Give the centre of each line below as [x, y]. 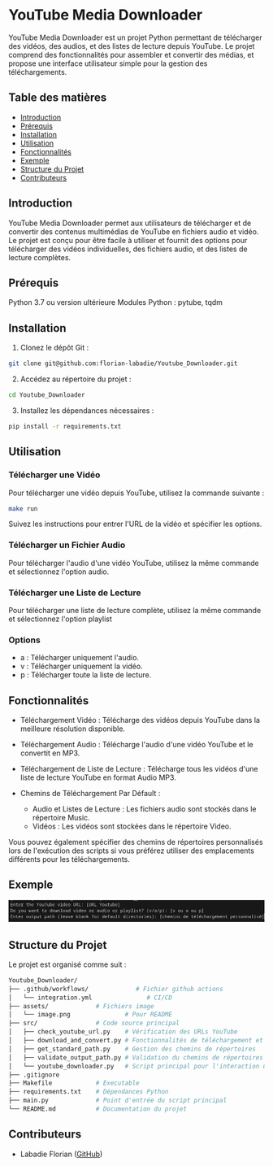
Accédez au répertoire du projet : [76, 379]
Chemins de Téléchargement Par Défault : [90, 794]
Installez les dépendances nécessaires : [87, 410]
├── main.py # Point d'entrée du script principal [118, 1101]
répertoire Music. [61, 818]
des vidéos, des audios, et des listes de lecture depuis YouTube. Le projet [132, 46]
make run [23, 509]
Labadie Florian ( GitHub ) [61, 1154]
